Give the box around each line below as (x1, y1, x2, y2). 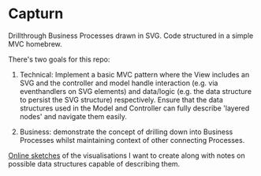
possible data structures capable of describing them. (8, 159, 181, 168)
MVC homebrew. (8, 39, 63, 48)
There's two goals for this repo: (8, 54, 110, 64)
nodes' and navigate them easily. (19, 111, 128, 121)
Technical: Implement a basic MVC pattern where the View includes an (19, 69, 250, 79)
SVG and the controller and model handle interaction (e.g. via (19, 78, 218, 88)
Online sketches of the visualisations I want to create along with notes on (8, 151, 246, 160)
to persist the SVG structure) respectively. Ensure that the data (19, 95, 223, 104)
